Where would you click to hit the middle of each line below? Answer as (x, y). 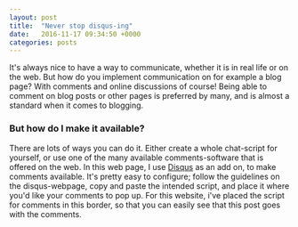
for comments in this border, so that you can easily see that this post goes (145, 205)
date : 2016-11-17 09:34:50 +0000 (75, 34)
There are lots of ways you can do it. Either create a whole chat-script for (144, 148)
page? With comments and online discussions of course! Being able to (138, 86)
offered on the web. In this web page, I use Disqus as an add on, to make (143, 166)
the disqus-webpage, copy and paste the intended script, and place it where (149, 186)
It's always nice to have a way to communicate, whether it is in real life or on (149, 68)
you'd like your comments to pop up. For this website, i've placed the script (147, 195)
